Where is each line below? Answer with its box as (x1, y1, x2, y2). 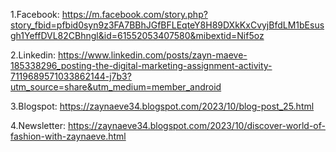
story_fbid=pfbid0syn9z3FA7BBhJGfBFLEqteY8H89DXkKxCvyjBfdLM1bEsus (10, 19, 325, 31)
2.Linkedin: (10, 49, 56, 61)
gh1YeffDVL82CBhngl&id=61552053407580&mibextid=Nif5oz (10, 30, 265, 41)
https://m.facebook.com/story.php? (61, 9, 208, 20)
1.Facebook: (10, 9, 60, 20)
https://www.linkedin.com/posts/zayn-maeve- (57, 49, 248, 61)
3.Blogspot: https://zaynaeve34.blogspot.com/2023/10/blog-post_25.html (10, 100, 315, 112)
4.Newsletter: (10, 120, 66, 131)
